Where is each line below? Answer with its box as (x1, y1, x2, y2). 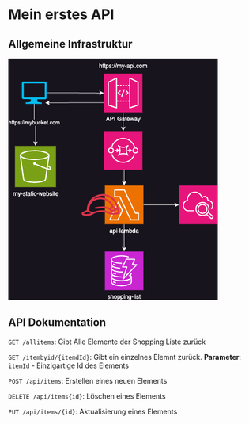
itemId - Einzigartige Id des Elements (8, 361, 129, 370)
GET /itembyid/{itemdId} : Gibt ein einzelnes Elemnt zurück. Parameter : (8, 352, 242, 361)
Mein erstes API (8, 6, 115, 24)
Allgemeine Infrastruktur (8, 37, 133, 51)
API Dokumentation (8, 315, 107, 330)
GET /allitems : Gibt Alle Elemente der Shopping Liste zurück (8, 337, 206, 346)
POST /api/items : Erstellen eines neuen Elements (8, 376, 168, 385)
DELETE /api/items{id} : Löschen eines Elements (8, 391, 166, 401)
